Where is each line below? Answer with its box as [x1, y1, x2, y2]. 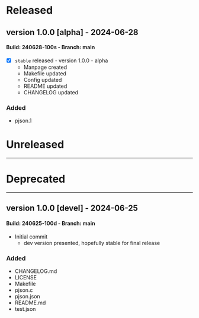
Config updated [23, 76, 62, 83]
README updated [23, 82, 68, 90]
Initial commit [14, 233, 48, 240]
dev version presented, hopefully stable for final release [23, 239, 161, 246]
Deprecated [6, 173, 66, 186]
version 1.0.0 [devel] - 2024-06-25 [6, 203, 138, 214]
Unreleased [6, 138, 65, 151]
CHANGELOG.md [14, 268, 57, 275]
